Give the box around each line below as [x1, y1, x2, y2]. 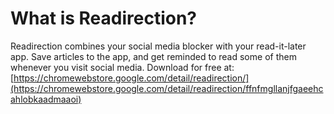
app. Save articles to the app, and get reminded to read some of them [10, 50, 297, 62]
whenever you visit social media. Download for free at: [10, 61, 235, 73]
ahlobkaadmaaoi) [10, 93, 82, 105]
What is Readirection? [10, 7, 198, 30]
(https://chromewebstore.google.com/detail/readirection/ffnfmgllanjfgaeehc [10, 82, 324, 94]
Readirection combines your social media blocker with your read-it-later [10, 40, 307, 52]
